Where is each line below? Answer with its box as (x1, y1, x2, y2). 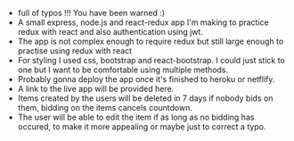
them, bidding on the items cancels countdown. (17, 103, 193, 112)
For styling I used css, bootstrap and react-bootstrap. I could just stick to (17, 55, 285, 65)
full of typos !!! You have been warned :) (17, 8, 166, 18)
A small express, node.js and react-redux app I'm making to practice (17, 17, 269, 28)
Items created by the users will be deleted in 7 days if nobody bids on (17, 93, 274, 104)
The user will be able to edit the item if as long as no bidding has (17, 112, 255, 122)
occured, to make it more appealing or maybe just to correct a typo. (17, 121, 266, 132)
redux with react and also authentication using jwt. (17, 27, 203, 37)
